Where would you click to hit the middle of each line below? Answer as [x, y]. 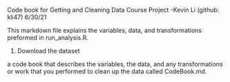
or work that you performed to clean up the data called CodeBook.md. [107, 71]
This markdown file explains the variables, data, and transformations [105, 30]
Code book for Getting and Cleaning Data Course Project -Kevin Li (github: [113, 10]
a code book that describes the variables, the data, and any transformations [115, 64]
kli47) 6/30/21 [27, 17]
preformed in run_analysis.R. [48, 38]
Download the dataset [49, 51]
